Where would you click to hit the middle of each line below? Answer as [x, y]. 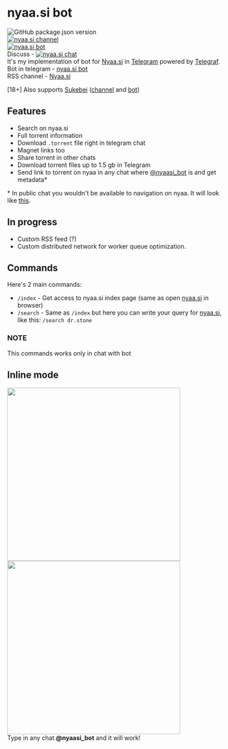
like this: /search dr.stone [55, 320]
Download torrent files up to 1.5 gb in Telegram [84, 165]
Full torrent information [50, 135]
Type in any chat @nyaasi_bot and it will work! [74, 738]
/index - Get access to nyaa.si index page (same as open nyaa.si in [113, 298]
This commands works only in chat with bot [69, 353]
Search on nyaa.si [43, 128]
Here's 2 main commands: [45, 285]
